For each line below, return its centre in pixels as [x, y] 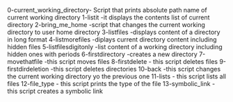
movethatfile [25, 61]
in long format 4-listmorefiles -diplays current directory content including [112, 40]
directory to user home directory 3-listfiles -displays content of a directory [114, 32]
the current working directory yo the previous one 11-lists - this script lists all [116, 76]
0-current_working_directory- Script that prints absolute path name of [107, 10]
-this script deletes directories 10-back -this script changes [136, 69]
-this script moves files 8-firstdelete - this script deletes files [131, 61]
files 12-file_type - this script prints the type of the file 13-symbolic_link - [111, 84]
